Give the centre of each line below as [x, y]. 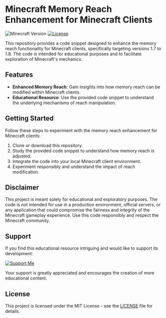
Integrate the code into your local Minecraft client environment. [77, 161]
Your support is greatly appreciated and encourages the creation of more [80, 273]
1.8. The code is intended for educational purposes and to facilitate [73, 54]
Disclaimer [22, 187]
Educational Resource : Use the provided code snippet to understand [83, 97]
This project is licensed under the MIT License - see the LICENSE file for [79, 306]
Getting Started [29, 118]
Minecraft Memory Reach [59, 9]
